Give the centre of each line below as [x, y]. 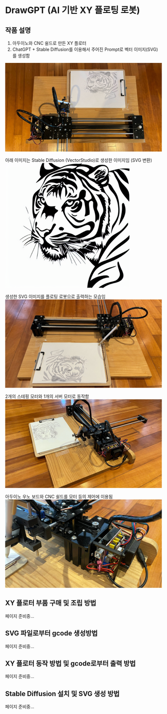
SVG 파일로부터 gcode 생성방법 [51, 633]
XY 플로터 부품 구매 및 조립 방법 [51, 603]
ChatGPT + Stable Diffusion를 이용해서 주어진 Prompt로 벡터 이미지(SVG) [85, 49]
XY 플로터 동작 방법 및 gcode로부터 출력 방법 [70, 664]
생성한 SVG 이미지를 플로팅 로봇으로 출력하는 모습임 [55, 296]
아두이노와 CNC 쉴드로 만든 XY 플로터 [49, 43]
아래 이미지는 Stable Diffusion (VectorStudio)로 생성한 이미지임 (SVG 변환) [79, 160]
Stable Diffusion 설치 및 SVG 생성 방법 [62, 694]
